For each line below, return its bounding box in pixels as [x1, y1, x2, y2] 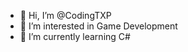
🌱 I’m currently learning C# [19, 31, 131, 42]
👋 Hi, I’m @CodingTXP [19, 10, 112, 21]
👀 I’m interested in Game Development [19, 20, 178, 32]
